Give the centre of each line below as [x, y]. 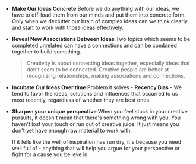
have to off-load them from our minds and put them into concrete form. [99, 15]
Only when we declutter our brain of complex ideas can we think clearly [100, 21]
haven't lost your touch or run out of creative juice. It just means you [95, 124]
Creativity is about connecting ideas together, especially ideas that [108, 63]
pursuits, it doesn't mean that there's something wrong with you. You [96, 118]
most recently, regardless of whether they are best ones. [81, 100]
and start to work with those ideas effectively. [67, 27]
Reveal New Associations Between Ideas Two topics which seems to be [101, 39]
